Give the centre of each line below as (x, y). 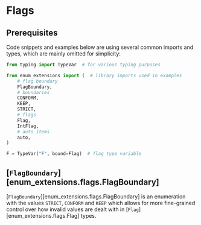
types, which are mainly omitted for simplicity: (63, 54)
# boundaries (33, 92)
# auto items (33, 132)
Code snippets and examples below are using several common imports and (100, 47)
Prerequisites (32, 33)
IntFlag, (28, 126)
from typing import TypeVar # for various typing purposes (84, 65)
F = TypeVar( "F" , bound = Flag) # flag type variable (74, 154)
